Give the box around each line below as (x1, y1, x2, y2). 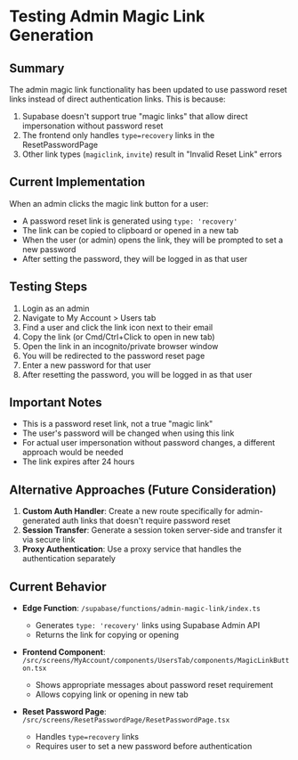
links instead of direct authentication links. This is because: (9, 94, 226, 104)
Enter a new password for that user (21, 359, 151, 371)
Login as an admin (21, 303, 90, 314)
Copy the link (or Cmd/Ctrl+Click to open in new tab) (21, 331, 215, 342)
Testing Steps (9, 279, 88, 295)
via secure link (21, 535, 76, 545)
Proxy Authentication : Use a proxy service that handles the (21, 543, 242, 554)
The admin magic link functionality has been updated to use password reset (9, 85, 287, 94)
